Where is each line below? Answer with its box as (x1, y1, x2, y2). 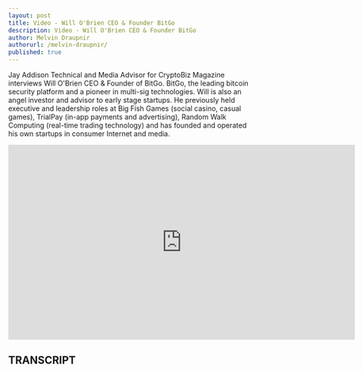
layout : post (8, 11, 51, 20)
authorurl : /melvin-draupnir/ (8, 41, 109, 49)
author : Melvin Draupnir (8, 33, 90, 42)
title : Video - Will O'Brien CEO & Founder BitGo (8, 19, 176, 27)
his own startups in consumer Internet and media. (8, 129, 170, 139)
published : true (8, 48, 62, 56)
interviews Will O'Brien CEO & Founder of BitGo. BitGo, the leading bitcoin (8, 78, 249, 88)
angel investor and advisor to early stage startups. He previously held (8, 96, 235, 104)
